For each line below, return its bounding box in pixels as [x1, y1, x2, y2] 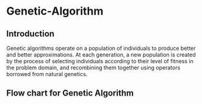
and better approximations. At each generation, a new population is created [6, 51, 197, 58]
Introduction [6, 29, 55, 39]
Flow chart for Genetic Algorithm [6, 88, 134, 99]
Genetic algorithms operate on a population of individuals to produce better [6, 44, 197, 52]
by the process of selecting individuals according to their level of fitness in [6, 58, 193, 64]
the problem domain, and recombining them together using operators [6, 64, 181, 71]
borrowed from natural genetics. [6, 71, 88, 77]
